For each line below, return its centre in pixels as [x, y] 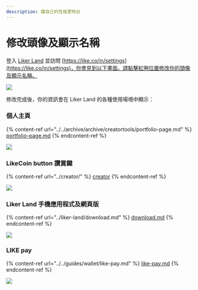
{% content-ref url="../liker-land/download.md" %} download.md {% [90, 218]
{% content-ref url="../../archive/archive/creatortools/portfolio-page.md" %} [99, 129]
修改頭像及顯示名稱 [53, 43]
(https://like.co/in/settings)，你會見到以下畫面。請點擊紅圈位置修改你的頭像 [98, 68]
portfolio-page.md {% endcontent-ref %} [56, 135]
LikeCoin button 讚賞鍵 [39, 163]
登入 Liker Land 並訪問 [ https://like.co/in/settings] [67, 61]
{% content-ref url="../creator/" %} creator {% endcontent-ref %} [86, 176]
